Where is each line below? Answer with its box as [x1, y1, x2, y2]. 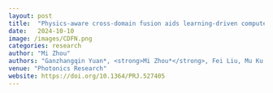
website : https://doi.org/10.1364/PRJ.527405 [8, 72, 165, 80]
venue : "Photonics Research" [8, 65, 107, 73]
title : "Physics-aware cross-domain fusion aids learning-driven [8, 19, 238, 27]
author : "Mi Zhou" [8, 49, 71, 57]
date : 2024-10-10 [8, 27, 75, 35]
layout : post [8, 11, 53, 20]
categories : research [8, 42, 82, 50]
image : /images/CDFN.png [8, 34, 93, 43]
